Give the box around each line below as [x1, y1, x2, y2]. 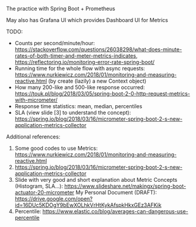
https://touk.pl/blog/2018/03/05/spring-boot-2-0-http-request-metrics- [14, 90, 190, 97]
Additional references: [6, 133, 61, 140]
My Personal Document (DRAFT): [75, 189, 157, 196]
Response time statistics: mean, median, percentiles [14, 103, 143, 109]
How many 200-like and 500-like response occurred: [14, 84, 146, 91]
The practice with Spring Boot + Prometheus [6, 5, 116, 12]
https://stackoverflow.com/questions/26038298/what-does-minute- [14, 46, 182, 53]
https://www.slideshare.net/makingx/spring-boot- [64, 182, 186, 190]
